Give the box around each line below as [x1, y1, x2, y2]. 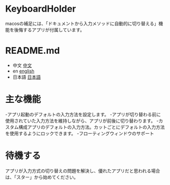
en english [12, 68, 34, 74]
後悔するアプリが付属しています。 [14, 26, 85, 33]
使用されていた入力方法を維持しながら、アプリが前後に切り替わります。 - [5, 118, 159, 124]
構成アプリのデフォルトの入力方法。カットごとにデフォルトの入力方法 [18, 124, 165, 130]
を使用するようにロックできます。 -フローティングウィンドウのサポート [5, 130, 154, 136]
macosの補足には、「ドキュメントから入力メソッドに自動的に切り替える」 [5, 20, 159, 26]
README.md [5, 45, 60, 56]
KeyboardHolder [5, 3, 76, 15]
